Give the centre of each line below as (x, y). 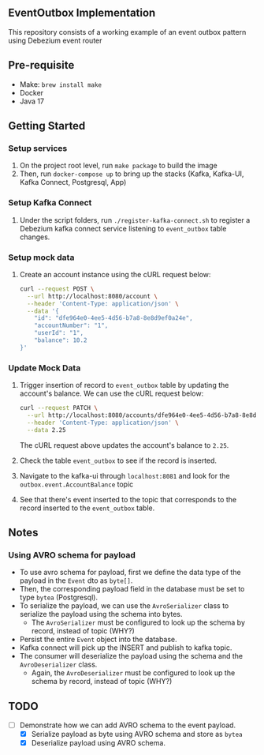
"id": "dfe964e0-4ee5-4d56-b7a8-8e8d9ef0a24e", (113, 318)
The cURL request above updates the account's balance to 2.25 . (124, 445)
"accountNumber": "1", (71, 326)
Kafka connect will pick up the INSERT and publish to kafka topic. (126, 648)
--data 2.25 (46, 430)
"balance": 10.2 (61, 340)
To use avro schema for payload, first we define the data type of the (130, 573)
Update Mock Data (45, 368)
